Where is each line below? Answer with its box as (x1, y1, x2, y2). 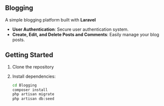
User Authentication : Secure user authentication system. (12, 26, 129, 32)
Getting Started (5, 51, 54, 59)
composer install (12, 87, 48, 92)
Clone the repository (12, 64, 54, 70)
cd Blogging (12, 83, 37, 87)
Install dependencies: (12, 73, 56, 79)
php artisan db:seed (12, 96, 55, 102)
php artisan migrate (12, 92, 55, 97)
